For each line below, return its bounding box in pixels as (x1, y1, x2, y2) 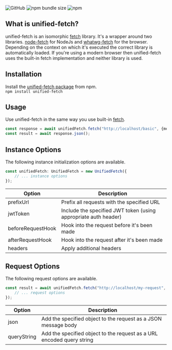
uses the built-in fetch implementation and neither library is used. (5, 55, 143, 61)
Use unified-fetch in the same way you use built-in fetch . (5, 116, 125, 122)
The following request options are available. (5, 276, 98, 282)
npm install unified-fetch (5, 89, 63, 94)
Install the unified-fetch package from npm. (5, 84, 97, 90)
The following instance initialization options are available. (5, 159, 125, 165)
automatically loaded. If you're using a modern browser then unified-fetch (5, 49, 161, 56)
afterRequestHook (8, 236, 52, 243)
